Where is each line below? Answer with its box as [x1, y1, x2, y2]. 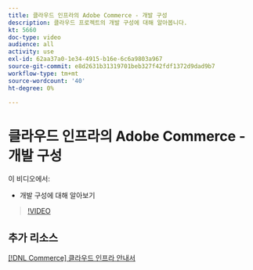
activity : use [8, 48, 55, 56]
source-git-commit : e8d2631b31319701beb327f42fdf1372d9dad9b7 [8, 63, 215, 70]
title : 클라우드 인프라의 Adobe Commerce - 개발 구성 [8, 11, 168, 20]
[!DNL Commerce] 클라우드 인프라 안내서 [8, 254, 136, 263]
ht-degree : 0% [8, 84, 55, 92]
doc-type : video [8, 33, 61, 41]
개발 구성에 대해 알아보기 [19, 191, 96, 200]
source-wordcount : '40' [8, 77, 86, 85]
